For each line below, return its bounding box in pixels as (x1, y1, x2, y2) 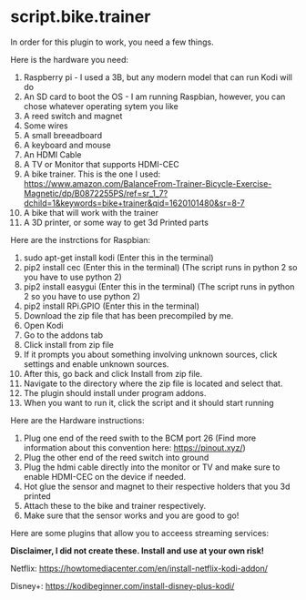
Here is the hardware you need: (10, 54, 128, 65)
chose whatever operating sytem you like (23, 100, 178, 111)
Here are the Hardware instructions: (10, 414, 145, 425)
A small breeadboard (23, 129, 103, 140)
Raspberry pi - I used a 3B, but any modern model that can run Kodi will (23, 71, 292, 83)
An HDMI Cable (23, 148, 82, 160)
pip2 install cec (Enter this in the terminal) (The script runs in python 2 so (23, 261, 298, 272)
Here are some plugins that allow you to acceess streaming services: (10, 527, 270, 538)
